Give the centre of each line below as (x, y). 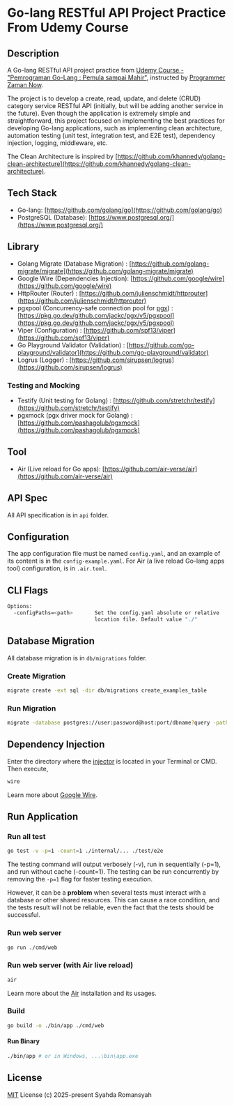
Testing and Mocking (44, 385)
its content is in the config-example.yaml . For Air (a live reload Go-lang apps (116, 561)
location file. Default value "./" (146, 619)
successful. (24, 915)
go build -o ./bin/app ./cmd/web (56, 1025)
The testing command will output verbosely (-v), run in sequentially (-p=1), (114, 864)
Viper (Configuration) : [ (52, 330)
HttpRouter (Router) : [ (49, 293)
